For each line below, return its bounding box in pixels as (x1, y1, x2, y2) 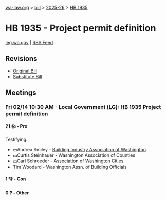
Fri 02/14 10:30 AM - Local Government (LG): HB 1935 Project (5, 104, 161, 111)
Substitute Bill (12, 73, 42, 79)
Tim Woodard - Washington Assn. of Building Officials (12, 164, 127, 170)
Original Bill (12, 68, 38, 74)
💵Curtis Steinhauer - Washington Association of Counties (12, 152, 135, 158)
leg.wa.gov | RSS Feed (5, 39, 53, 45)
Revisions (5, 54, 38, 63)
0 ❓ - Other (5, 190, 29, 196)
